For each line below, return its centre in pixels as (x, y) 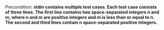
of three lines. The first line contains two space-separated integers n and (82, 12)
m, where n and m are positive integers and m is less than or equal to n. (80, 17)
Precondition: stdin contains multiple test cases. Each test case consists (81, 7)
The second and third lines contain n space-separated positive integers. (81, 22)
